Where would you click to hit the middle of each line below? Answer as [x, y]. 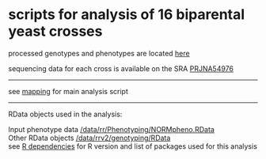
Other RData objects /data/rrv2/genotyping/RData [89, 138]
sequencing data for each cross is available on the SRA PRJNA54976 [121, 68]
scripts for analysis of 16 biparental [127, 15]
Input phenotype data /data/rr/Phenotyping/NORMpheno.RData [112, 129]
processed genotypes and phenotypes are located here [99, 53]
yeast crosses [55, 31]
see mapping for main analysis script [68, 91]
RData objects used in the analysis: [65, 114]
